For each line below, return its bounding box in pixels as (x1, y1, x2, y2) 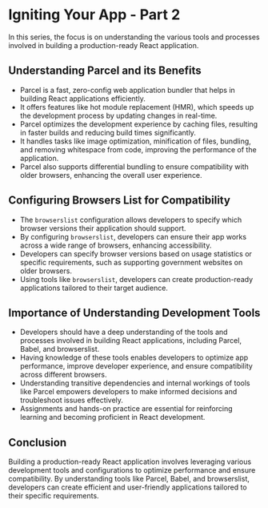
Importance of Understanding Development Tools (8, 306, 261, 320)
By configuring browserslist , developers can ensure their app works (19, 232, 246, 241)
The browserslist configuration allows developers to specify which (19, 215, 242, 224)
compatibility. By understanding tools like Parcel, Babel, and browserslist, (8, 474, 250, 484)
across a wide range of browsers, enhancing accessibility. (19, 240, 212, 250)
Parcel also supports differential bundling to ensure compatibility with (19, 162, 250, 171)
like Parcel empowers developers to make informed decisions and (19, 387, 238, 397)
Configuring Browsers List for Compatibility (8, 194, 230, 208)
